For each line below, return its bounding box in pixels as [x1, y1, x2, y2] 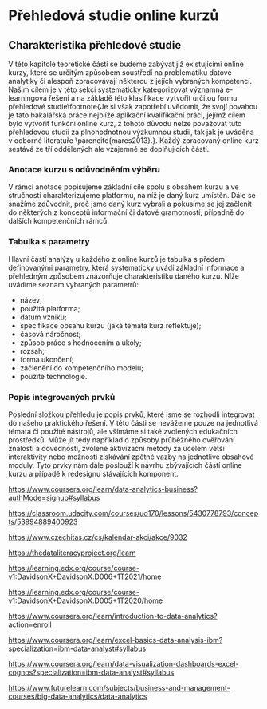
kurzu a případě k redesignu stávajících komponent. [8, 469, 179, 478]
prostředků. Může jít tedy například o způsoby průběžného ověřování [8, 434, 235, 445]
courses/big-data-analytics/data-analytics [8, 691, 147, 701]
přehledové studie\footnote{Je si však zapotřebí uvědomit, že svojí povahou [8, 102, 258, 111]
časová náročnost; [19, 329, 81, 339]
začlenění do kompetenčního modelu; [19, 362, 144, 373]
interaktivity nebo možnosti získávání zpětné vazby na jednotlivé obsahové [8, 452, 254, 461]
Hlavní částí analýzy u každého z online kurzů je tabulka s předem [8, 254, 226, 263]
